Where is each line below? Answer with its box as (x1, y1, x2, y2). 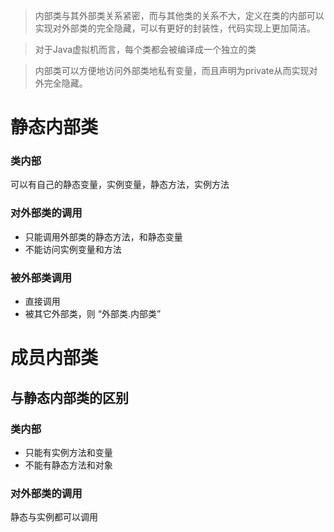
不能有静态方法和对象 (24, 459, 113, 471)
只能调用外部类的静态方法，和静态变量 (24, 230, 183, 243)
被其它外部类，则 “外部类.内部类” (24, 308, 162, 320)
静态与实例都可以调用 (10, 511, 98, 523)
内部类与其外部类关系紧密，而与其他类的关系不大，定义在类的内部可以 (34, 10, 325, 21)
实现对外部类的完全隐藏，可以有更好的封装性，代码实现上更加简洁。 (34, 22, 316, 34)
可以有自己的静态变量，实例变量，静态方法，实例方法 (10, 179, 230, 191)
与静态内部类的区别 (10, 389, 129, 406)
